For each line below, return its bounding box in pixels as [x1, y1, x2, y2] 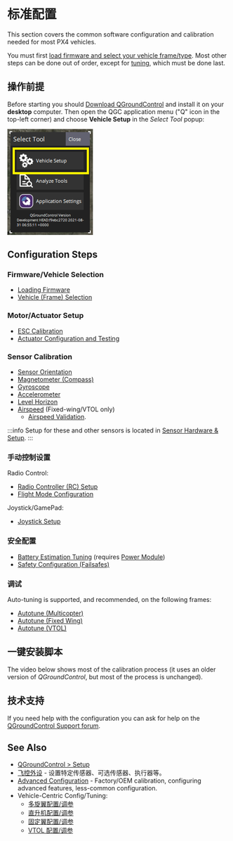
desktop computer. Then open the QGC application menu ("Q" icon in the [7, 107, 220, 116]
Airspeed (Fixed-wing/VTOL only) [17, 405, 115, 413]
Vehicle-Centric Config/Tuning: [17, 792, 108, 800]
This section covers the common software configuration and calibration [7, 30, 214, 39]
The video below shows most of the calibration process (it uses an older [7, 665, 216, 674]
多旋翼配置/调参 [27, 800, 74, 809]
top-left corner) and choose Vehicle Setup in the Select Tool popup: [7, 115, 205, 123]
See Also [7, 741, 47, 753]
